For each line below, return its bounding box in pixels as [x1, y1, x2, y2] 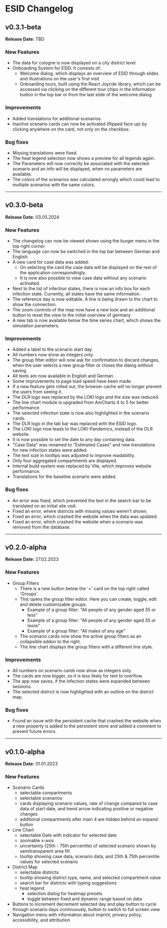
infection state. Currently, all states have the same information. [12, 291, 141, 297]
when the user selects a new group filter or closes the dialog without [12, 362, 153, 368]
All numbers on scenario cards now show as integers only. [12, 668, 132, 674]
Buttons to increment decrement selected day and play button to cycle [12, 901, 157, 907]
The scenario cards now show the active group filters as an [19, 633, 142, 639]
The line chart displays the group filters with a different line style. [19, 644, 153, 650]
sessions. [12, 684, 32, 689]
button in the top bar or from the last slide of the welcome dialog [19, 92, 152, 98]
